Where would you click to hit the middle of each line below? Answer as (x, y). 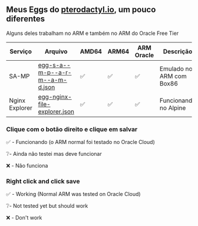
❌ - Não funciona (27, 166)
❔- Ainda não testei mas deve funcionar (54, 154)
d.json (47, 87)
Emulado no (176, 68)
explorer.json (56, 112)
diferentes (26, 19)
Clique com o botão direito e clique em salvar (72, 129)
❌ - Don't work (24, 218)
